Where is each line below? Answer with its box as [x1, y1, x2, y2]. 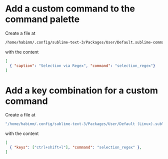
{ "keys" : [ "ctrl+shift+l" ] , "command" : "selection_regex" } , [9, 145, 142, 150]
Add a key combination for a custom [5, 84, 158, 96]
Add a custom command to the [5, 3, 135, 14]
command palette [5, 13, 80, 25]
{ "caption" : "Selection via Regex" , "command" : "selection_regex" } [9, 63, 155, 68]
